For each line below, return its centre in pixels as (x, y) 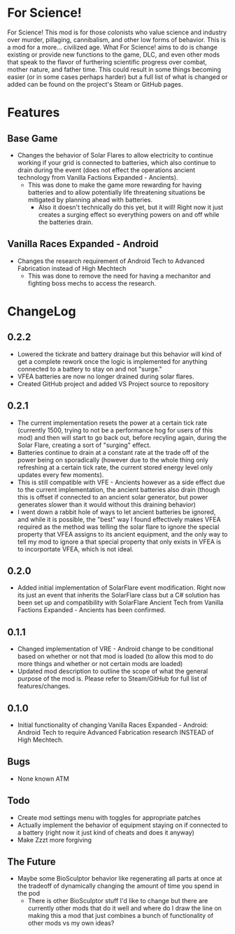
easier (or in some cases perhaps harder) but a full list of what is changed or (117, 77)
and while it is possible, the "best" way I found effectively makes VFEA (119, 519)
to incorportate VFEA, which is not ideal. (76, 549)
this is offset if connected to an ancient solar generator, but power (113, 497)
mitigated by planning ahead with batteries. (90, 199)
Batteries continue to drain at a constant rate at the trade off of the (113, 452)
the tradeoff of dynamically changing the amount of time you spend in (118, 886)
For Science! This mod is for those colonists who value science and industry (117, 32)
